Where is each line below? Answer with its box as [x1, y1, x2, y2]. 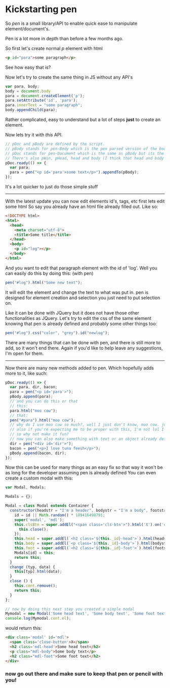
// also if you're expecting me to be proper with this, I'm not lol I [10, 427, 164, 432]
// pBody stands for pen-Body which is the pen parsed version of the [5, 146, 157, 151]
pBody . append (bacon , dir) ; [10, 451, 67, 456]
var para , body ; [5, 84, 39, 89]
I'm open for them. [5, 350, 44, 356]
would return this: [5, 625, 42, 631]
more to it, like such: [5, 370, 48, 376]
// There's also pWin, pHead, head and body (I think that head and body [5, 155, 164, 160]
